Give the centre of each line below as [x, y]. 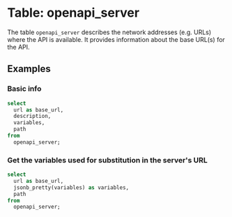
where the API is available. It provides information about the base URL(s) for [116, 39]
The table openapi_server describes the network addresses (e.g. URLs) [109, 32]
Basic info [24, 89]
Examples [29, 69]
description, [32, 117]
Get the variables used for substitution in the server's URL [107, 160]
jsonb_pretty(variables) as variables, [71, 187]
